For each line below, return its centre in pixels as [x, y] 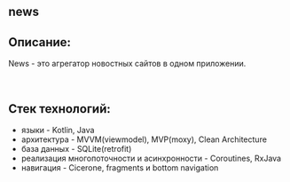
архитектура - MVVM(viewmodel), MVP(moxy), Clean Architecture [144, 139]
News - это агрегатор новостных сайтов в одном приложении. [127, 64]
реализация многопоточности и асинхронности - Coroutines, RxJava [151, 158]
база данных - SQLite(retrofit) [76, 149]
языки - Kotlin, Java [58, 131]
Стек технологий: [60, 109]
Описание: [40, 42]
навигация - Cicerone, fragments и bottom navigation [120, 168]
